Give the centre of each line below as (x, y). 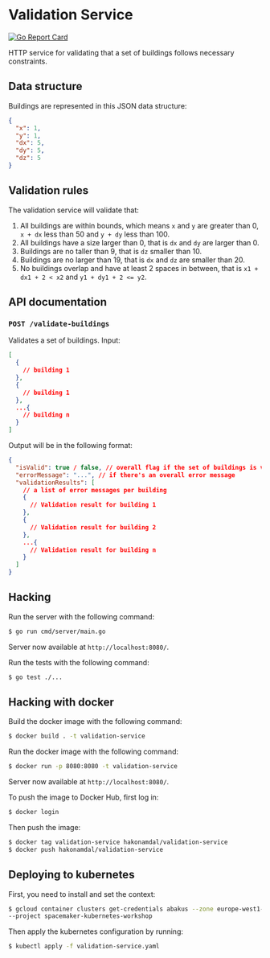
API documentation (57, 302)
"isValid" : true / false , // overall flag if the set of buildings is (136, 467)
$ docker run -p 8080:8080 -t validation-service (93, 767)
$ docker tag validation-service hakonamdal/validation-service (118, 842)
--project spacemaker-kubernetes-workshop (80, 916)
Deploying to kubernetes (72, 875)
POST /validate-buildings (59, 324)
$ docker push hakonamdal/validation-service (86, 849)
